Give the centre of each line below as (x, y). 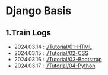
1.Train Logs (28, 33)
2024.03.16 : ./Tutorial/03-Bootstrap (58, 59)
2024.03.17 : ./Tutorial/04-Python (55, 66)
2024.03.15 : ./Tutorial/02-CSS (51, 53)
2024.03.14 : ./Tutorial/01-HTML (53, 47)
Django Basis (39, 11)
